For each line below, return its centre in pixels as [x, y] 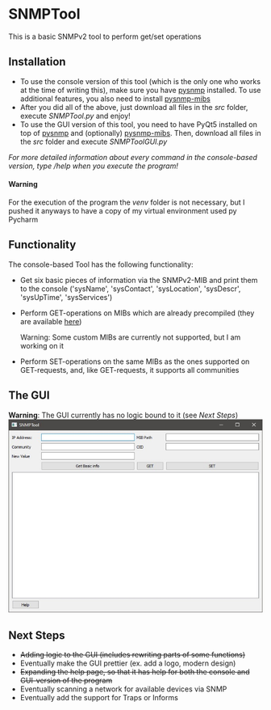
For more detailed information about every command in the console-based [133, 157]
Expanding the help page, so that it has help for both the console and [135, 672]
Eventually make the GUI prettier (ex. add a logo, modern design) [128, 663]
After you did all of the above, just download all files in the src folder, [134, 107]
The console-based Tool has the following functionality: [101, 264]
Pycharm [23, 219]
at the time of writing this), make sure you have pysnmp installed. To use [140, 90]
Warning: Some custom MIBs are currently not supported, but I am [130, 337]
